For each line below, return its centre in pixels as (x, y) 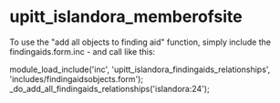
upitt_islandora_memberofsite (126, 17)
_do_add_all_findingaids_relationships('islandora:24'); (109, 88)
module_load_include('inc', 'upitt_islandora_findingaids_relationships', (140, 69)
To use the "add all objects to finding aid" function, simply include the (140, 42)
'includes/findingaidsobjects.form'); (77, 78)
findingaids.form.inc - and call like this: (83, 51)
